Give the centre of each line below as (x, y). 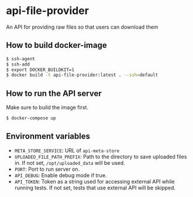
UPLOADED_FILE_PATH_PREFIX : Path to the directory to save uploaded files (101, 157)
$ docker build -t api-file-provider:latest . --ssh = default (82, 75)
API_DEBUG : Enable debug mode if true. (61, 175)
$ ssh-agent (20, 59)
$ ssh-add (18, 64)
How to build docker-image (56, 45)
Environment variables (48, 136)
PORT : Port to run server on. (47, 169)
